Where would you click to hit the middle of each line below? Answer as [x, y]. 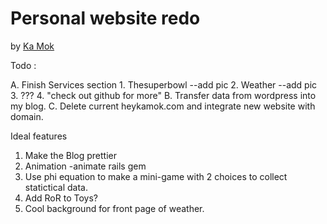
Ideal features [39, 136]
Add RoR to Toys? [61, 198]
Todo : [23, 65]
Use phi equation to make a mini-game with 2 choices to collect [156, 176]
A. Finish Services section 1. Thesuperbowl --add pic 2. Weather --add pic [164, 84]
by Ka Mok [32, 46]
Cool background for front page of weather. [114, 208]
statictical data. [56, 187]
